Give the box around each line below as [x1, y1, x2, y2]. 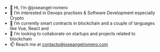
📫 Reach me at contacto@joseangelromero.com [9, 42, 108, 47]
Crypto [9, 15, 24, 21]
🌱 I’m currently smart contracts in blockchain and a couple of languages [9, 20, 155, 26]
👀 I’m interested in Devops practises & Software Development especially [9, 10, 156, 16]
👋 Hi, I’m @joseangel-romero [9, 5, 69, 10]
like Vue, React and [9, 26, 49, 31]
